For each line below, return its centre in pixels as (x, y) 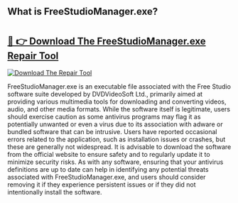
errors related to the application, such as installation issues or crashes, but (117, 139)
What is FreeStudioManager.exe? (83, 12)
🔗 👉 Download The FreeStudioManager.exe (107, 41)
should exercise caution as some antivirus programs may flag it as (104, 117)
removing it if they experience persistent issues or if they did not (102, 185)
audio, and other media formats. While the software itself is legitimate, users (119, 109)
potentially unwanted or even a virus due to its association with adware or (115, 124)
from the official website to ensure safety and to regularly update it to (109, 154)
